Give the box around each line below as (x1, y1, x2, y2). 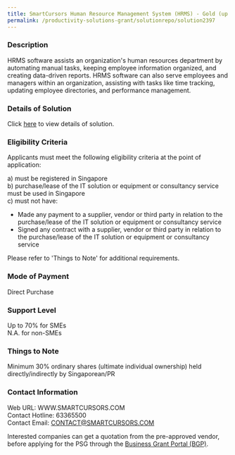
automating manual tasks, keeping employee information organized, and (7, 63, 217, 72)
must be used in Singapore (7, 189, 86, 198)
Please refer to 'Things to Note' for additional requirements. (7, 254, 180, 263)
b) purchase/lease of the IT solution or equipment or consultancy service (7, 182, 220, 190)
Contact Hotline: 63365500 (7, 411, 87, 419)
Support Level (7, 305, 56, 315)
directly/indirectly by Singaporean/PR (7, 370, 115, 378)
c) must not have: (7, 197, 58, 205)
